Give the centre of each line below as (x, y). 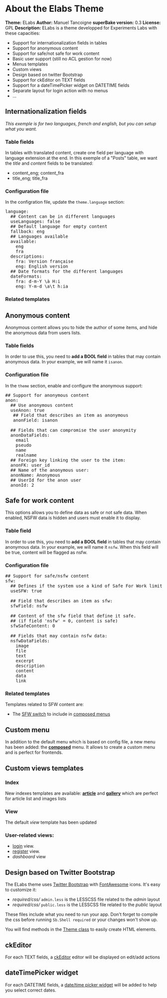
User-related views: (30, 835)
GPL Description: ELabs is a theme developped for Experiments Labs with (81, 27)
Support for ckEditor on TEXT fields (49, 80)
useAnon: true (27, 410)
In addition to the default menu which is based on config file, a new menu (80, 742)
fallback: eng (27, 232)
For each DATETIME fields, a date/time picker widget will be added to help (81, 985)
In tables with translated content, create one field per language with (75, 153)
